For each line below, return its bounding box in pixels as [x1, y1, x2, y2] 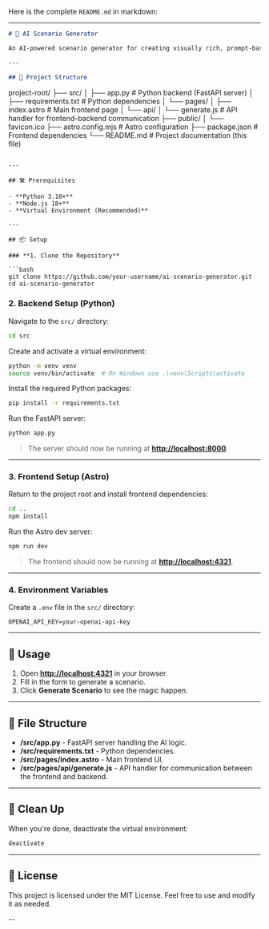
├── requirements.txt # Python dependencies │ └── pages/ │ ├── [8, 96, 232, 106]
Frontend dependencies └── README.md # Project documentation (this [8, 130, 247, 139]
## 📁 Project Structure [8, 73, 88, 81]
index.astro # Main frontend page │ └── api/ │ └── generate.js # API [8, 104, 238, 115]
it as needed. [8, 899, 52, 908]
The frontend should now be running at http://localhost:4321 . [27, 557, 234, 567]
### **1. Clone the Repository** [8, 252, 120, 260]
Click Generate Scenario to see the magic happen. [19, 685, 188, 696]
